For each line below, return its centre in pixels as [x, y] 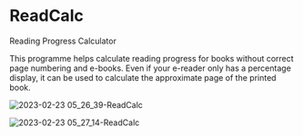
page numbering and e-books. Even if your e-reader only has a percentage [150, 68]
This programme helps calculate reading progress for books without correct [151, 58]
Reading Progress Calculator [63, 41]
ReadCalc [46, 16]
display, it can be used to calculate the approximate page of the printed [143, 77]
